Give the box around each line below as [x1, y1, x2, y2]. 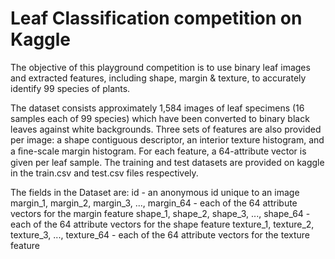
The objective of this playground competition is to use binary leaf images [10, 61, 311, 73]
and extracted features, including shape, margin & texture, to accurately [10, 72, 307, 84]
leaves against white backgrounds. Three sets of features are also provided [10, 123, 322, 135]
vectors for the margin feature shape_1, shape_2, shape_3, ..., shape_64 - [10, 207, 311, 219]
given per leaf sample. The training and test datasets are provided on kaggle [10, 156, 325, 168]
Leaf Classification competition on [10, 7, 303, 30]
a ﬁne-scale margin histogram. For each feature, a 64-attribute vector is [10, 145, 307, 157]
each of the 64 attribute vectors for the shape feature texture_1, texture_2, [10, 218, 315, 230]
